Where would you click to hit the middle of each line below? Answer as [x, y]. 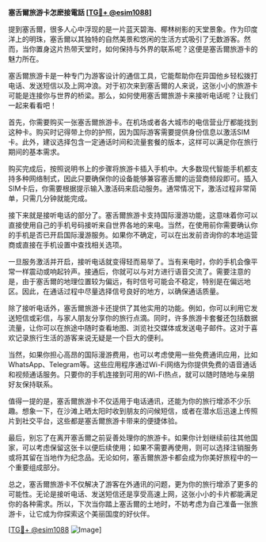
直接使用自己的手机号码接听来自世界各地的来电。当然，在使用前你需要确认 [129, 225]
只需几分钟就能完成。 [57, 198]
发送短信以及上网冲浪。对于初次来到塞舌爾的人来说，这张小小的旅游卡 [143, 85]
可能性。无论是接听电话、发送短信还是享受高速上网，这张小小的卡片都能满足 [133, 494]
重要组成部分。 [39, 467]
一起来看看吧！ [32, 105]
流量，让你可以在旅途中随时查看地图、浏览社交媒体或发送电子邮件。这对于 [129, 328]
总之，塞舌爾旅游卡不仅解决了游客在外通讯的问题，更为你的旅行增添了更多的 [133, 484]
